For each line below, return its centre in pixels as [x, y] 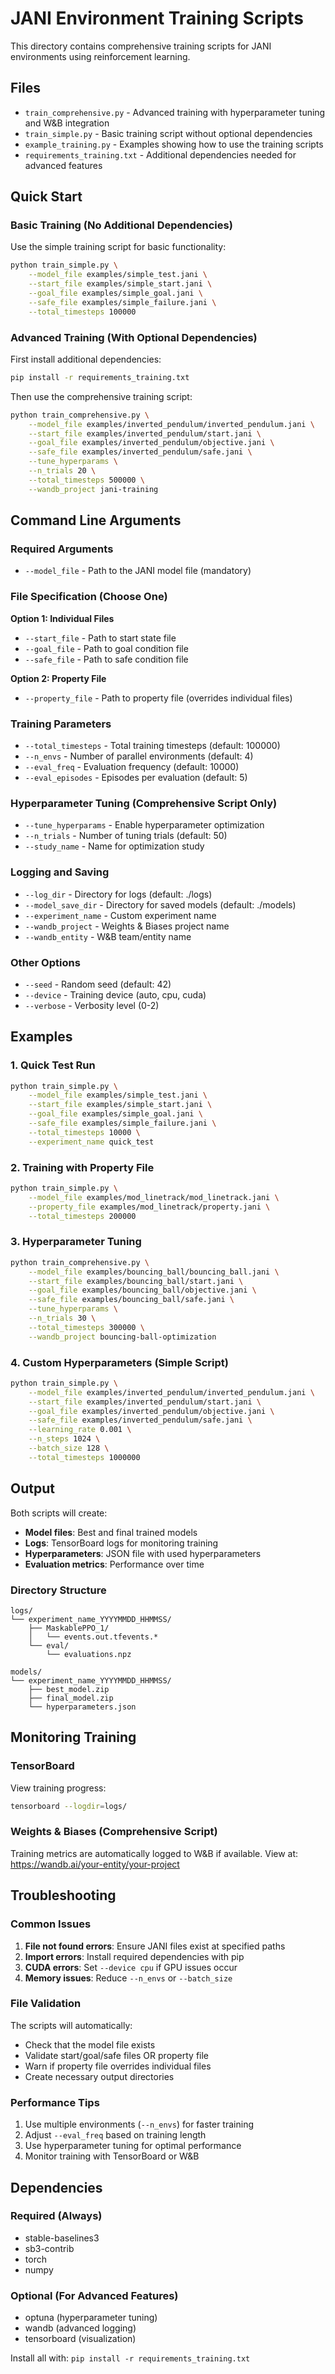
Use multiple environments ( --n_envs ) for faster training [139, 2124]
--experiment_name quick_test [91, 1142]
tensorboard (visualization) [80, 2339]
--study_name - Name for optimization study [114, 846]
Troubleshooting [63, 1895]
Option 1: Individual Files [62, 618]
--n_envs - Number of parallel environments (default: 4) [139, 756]
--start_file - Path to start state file [100, 638]
